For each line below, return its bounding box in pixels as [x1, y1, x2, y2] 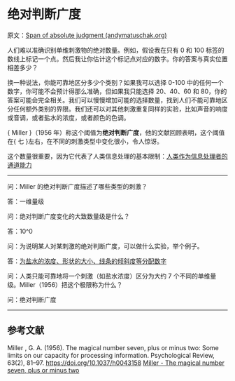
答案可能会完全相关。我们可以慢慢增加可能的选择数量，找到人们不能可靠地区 [7, 95, 228, 104]
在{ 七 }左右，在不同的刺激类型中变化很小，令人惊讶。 [7, 137, 163, 145]
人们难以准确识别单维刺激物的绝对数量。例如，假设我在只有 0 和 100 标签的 [7, 46, 225, 54]
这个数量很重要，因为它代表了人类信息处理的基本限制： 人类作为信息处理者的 [7, 152, 228, 160]
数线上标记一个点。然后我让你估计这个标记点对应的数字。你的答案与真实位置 [7, 54, 228, 63]
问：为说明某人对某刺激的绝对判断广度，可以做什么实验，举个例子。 [7, 241, 204, 250]
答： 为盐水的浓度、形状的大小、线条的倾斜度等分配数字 [7, 257, 166, 265]
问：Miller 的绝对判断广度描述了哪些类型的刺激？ [7, 182, 148, 190]
